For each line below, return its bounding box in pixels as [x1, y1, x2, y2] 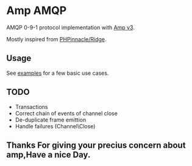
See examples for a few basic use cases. [6, 69, 109, 77]
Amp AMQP [6, 4, 67, 18]
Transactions [15, 103, 48, 110]
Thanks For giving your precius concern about [6, 140, 186, 150]
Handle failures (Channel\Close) [15, 122, 96, 130]
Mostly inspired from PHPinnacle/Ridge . [6, 35, 107, 43]
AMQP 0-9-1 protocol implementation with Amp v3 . [6, 24, 135, 31]
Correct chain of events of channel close [15, 109, 118, 117]
